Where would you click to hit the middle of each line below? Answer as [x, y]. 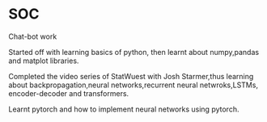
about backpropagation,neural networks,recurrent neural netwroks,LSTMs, [133, 85]
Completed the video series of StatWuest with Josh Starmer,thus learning [131, 76]
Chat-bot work [33, 36]
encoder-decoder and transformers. [69, 93]
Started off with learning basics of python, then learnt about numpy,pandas [134, 52]
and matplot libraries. [44, 61]
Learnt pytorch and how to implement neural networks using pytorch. [124, 109]
